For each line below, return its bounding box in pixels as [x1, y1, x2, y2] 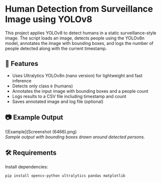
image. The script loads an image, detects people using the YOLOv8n [5, 35, 145, 41]
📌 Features [5, 60, 39, 68]
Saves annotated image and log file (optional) [12, 99, 104, 104]
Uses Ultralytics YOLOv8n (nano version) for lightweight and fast [12, 72, 143, 79]
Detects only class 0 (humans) [12, 83, 73, 89]
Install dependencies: [5, 164, 48, 170]
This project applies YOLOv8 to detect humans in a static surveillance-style [5, 30, 157, 36]
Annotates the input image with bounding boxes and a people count [12, 88, 149, 94]
